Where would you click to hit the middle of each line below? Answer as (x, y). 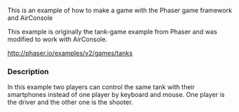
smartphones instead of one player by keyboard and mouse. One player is (116, 95)
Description (28, 71)
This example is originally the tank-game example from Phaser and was (112, 32)
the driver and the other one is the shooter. (70, 102)
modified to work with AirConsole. (57, 39)
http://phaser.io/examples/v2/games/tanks (70, 53)
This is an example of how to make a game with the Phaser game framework (120, 10)
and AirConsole (30, 18)
